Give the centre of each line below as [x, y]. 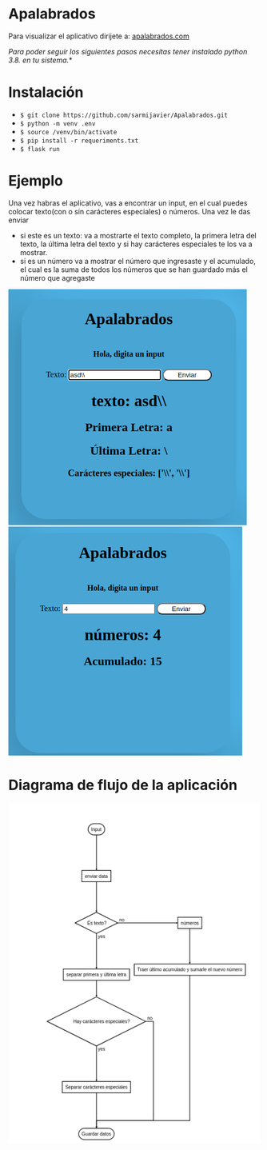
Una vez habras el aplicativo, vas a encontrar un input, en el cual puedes [128, 203]
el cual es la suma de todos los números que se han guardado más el [133, 270]
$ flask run [40, 149]
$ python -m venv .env [58, 124]
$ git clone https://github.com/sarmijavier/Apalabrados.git [124, 115]
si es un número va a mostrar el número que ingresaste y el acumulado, [137, 261]
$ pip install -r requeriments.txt [79, 141]
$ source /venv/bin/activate [68, 132]
